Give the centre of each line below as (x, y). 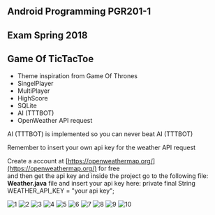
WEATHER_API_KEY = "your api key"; (61, 191)
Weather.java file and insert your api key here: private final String (101, 183)
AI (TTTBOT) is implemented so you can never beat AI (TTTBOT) (100, 134)
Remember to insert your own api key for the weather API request (102, 147)
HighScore (33, 98)
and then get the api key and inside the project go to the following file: (108, 176)
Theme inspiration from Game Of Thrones (77, 75)
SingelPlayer (35, 83)
